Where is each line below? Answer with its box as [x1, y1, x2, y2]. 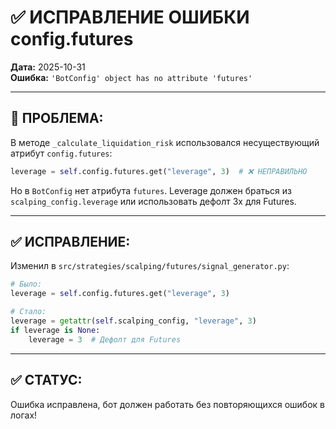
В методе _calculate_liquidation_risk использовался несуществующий [10, 136, 320, 148]
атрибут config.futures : [10, 147, 113, 159]
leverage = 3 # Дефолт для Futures [28, 334, 182, 345]
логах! [10, 409, 38, 421]
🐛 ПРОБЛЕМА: [10, 110, 104, 127]
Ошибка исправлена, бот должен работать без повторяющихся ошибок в [10, 398, 326, 410]
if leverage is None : [10, 325, 101, 335]
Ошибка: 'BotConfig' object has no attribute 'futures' [10, 71, 253, 83]
